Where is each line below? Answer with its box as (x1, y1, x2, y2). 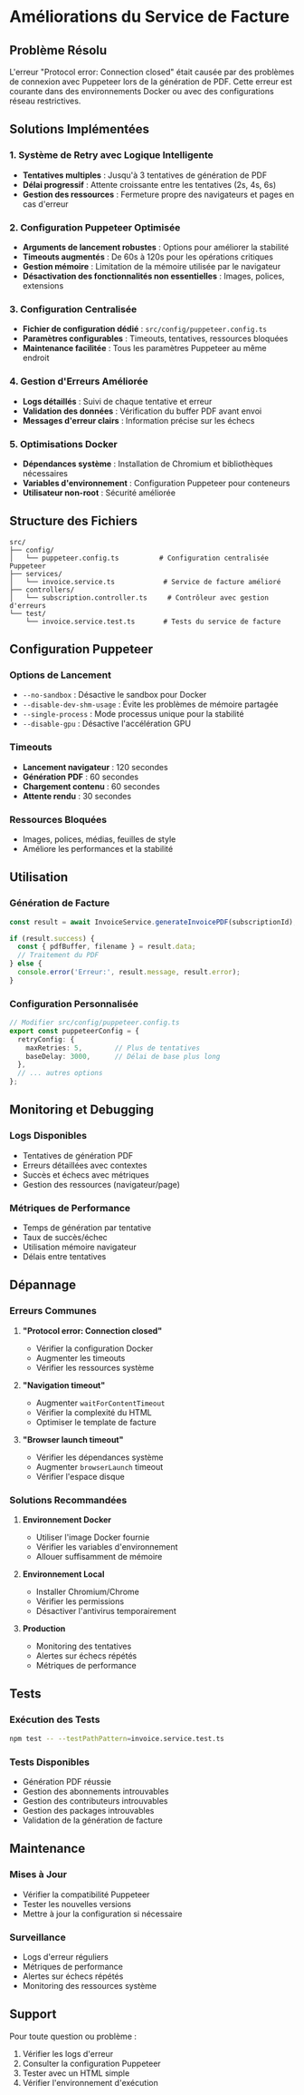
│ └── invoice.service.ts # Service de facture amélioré (9, 577, 281, 586)
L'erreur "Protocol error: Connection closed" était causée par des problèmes (9, 66, 295, 77)
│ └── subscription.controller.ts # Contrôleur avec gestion (9, 592, 270, 602)
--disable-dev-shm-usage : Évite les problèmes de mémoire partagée (22, 699, 279, 710)
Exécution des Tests (9, 1713, 100, 1726)
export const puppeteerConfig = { (9, 1026, 140, 1035)
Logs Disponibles (9, 1130, 88, 1142)
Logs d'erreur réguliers (22, 1951, 109, 1962)
